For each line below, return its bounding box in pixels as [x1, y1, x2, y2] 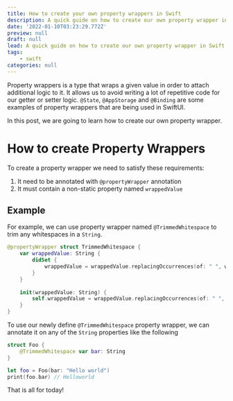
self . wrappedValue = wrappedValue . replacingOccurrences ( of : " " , [32, 296, 225, 302]
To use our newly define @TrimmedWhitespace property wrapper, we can [7, 321, 210, 329]
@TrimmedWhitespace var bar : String [19, 348, 126, 355]
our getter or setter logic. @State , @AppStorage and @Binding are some [7, 95, 205, 104]
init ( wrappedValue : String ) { [19, 289, 107, 296]
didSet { [32, 257, 58, 264]
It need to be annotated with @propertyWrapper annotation [17, 177, 182, 185]
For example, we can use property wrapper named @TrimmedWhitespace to [7, 223, 217, 231]
